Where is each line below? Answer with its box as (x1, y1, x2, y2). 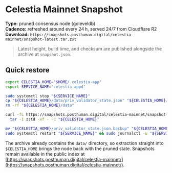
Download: (5, 31, 29, 37)
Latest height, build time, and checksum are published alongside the (17, 45, 162, 52)
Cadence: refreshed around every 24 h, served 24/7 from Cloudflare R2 (5, 26, 157, 32)
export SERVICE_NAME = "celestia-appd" (5, 84, 86, 89)
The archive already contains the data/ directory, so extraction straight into (5, 140, 164, 146)
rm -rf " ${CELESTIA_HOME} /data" (5, 103, 74, 108)
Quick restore (5, 66, 50, 75)
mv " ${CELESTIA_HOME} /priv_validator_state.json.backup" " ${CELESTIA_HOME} (5, 126, 170, 131)
